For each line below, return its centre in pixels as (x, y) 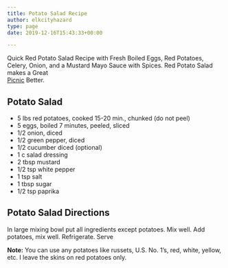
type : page (23, 26)
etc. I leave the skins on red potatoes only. (67, 257)
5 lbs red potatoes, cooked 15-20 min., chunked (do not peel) (104, 118)
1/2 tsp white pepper (46, 170)
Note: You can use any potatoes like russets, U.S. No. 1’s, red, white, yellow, (114, 250)
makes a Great (28, 73)
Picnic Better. (26, 80)
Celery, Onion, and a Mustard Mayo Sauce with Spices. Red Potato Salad (110, 65)
